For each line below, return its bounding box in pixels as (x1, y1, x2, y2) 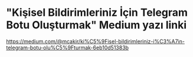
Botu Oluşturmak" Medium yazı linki (6, 18, 187, 32)
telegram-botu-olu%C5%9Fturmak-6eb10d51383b (6, 44, 129, 51)
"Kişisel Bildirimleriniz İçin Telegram (6, 6, 188, 19)
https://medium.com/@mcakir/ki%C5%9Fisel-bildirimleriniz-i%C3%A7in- (6, 38, 185, 45)
